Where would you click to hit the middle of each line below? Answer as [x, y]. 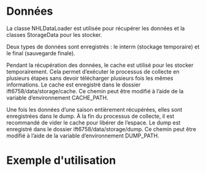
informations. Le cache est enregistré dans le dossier [74, 85]
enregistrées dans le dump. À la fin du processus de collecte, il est [90, 116]
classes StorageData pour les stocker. [54, 34]
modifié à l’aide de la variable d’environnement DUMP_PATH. [83, 136]
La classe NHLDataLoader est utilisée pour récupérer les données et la [96, 28]
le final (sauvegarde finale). [41, 53]
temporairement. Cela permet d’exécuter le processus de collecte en [93, 71]
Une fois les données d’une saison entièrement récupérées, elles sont [94, 109]
